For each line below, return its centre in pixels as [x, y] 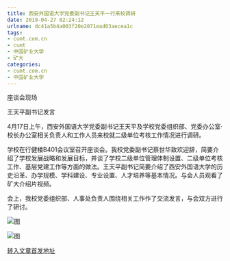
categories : [24, 64]
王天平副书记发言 [31, 112]
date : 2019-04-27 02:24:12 [46, 20]
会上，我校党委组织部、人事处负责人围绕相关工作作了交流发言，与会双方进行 [115, 199]
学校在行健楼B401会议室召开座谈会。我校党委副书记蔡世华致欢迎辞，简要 [110, 150]
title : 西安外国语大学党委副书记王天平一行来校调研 [71, 13]
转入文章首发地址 [31, 251]
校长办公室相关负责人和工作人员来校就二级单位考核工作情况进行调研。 [106, 135]
